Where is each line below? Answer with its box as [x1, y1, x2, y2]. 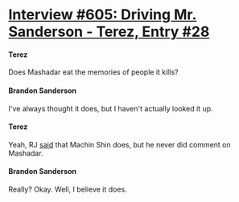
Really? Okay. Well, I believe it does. [8, 184, 127, 194]
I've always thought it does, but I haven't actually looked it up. [8, 103, 213, 113]
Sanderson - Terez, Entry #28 [8, 22, 210, 41]
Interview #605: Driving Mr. [8, 6, 197, 24]
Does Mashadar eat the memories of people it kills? [8, 67, 179, 77]
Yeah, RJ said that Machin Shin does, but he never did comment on [8, 139, 231, 149]
